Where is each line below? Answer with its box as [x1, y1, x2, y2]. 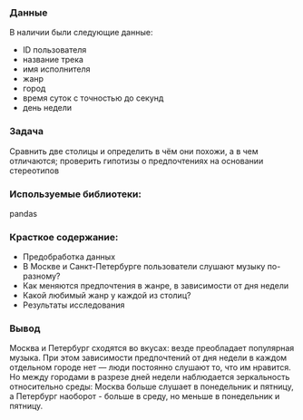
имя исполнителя [22, 63, 91, 74]
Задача [9, 125, 44, 138]
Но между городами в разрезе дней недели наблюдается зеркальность [9, 372, 290, 383]
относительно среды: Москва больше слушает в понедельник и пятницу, [9, 381, 294, 392]
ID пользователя [22, 44, 87, 55]
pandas [9, 208, 38, 219]
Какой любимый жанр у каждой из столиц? [22, 290, 191, 301]
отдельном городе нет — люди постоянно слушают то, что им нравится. [9, 362, 292, 373]
